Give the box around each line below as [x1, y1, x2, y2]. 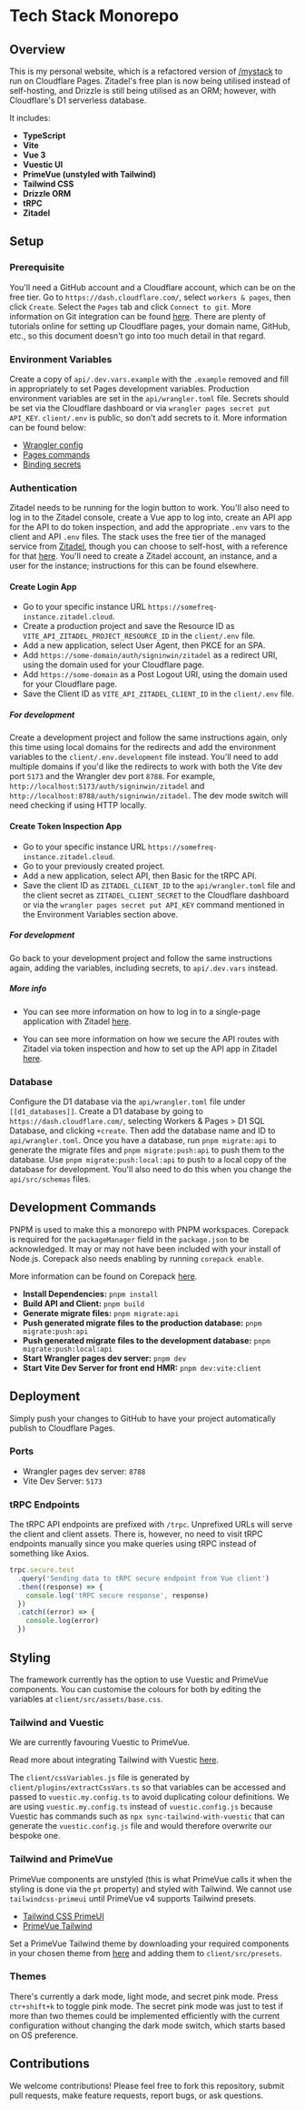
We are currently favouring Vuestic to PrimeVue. [9, 1737, 191, 1748]
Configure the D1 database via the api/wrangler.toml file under [9, 1096, 246, 1107]
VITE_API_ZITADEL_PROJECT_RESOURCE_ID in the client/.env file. [22, 630, 256, 642]
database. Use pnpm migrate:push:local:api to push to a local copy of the [9, 1153, 288, 1165]
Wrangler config [22, 439, 84, 451]
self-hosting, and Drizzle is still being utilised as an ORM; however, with [9, 86, 277, 96]
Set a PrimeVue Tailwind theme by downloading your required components [9, 1938, 290, 1949]
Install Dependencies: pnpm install [22, 1288, 159, 1299]
